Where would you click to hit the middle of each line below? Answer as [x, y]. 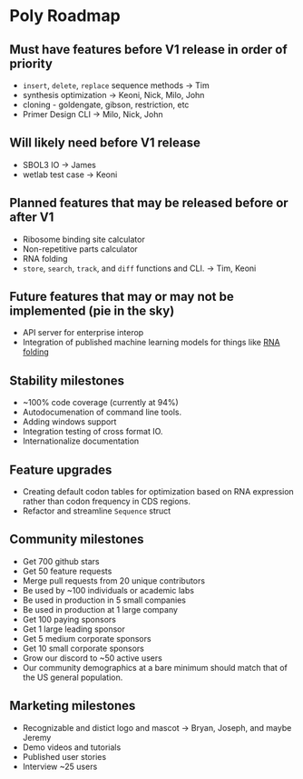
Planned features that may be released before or [149, 203]
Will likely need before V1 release [105, 143]
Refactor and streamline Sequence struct [97, 511]
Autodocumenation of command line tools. [102, 412]
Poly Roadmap [65, 16]
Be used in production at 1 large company [100, 609]
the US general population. [73, 677]
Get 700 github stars [61, 561]
